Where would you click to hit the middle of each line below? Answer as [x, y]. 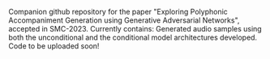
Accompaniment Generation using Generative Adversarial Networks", [124, 20]
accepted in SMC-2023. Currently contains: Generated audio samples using [135, 29]
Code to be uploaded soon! [54, 46]
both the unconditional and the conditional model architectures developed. [133, 37]
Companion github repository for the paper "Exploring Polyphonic [118, 12]
